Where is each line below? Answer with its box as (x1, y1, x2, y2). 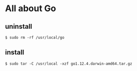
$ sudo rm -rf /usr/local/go (5, 35, 65, 40)
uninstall (5, 22, 33, 31)
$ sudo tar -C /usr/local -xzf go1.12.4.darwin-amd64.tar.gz (5, 61, 133, 66)
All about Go (5, 3, 56, 14)
